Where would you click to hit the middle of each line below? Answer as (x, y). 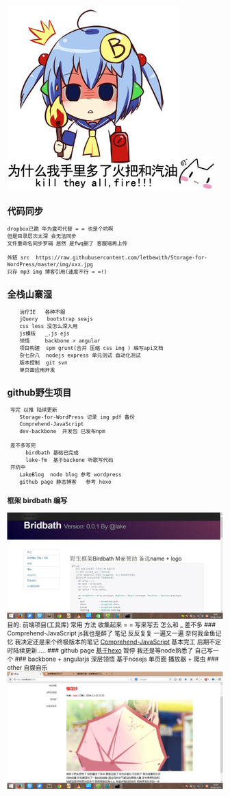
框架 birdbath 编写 (37, 501)
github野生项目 (39, 393)
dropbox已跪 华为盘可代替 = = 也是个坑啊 (60, 229)
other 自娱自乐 (27, 668)
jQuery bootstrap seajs (56, 319)
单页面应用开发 (37, 370)
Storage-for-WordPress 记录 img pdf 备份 (77, 417)
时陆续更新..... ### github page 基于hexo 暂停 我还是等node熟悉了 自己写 (110, 651)
